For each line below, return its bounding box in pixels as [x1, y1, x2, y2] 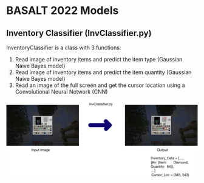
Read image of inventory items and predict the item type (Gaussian [15, 56, 183, 63]
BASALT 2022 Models [6, 4, 119, 18]
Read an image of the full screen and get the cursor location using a [15, 81, 185, 89]
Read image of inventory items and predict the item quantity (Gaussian [15, 69, 192, 76]
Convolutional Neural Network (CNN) [15, 88, 108, 95]
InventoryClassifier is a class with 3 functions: [6, 44, 121, 51]
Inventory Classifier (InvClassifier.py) [6, 28, 152, 38]
